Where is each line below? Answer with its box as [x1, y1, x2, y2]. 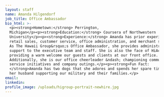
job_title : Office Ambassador [5, 16, 67, 21]
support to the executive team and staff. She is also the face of [9, 48, 150, 53]
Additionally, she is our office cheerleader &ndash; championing [9, 57, 147, 62]
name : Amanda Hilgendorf [5, 12, 56, 17]
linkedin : [5, 80, 25, 85]
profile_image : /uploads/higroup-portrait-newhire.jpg [5, 84, 119, 90]
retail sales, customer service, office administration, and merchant [9, 39, 156, 44]
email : [5, 75, 19, 80]
